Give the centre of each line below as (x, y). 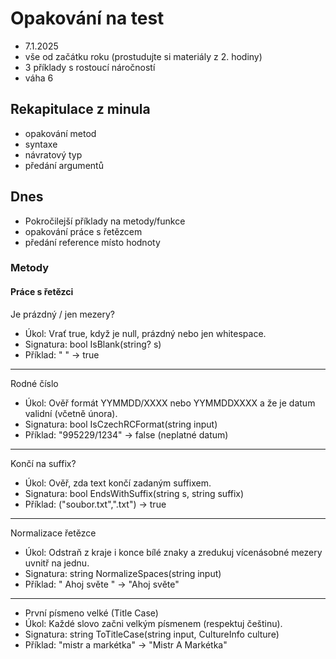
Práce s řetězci (42, 292)
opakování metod (60, 133)
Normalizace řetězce (53, 533)
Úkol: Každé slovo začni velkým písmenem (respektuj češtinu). (153, 623)
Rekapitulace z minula (80, 109)
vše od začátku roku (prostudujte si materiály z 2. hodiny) (143, 56)
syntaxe (41, 144)
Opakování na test (87, 18)
